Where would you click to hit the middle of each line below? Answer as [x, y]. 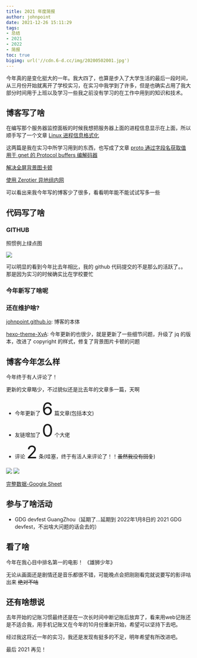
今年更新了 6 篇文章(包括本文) [54, 409]
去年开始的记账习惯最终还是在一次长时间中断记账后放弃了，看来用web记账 [96, 617]
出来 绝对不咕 [22, 582]
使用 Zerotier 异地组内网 [35, 180]
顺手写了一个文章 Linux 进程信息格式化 [53, 135]
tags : [13, 28]
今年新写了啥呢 [27, 291]
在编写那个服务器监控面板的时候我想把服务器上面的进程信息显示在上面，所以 [98, 128]
